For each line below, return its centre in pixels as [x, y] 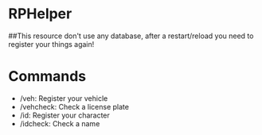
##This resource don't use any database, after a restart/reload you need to [131, 36]
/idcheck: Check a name [60, 123]
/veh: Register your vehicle [64, 98]
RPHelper [40, 14]
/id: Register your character [65, 115]
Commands [47, 77]
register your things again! [51, 44]
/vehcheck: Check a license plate [74, 106]
